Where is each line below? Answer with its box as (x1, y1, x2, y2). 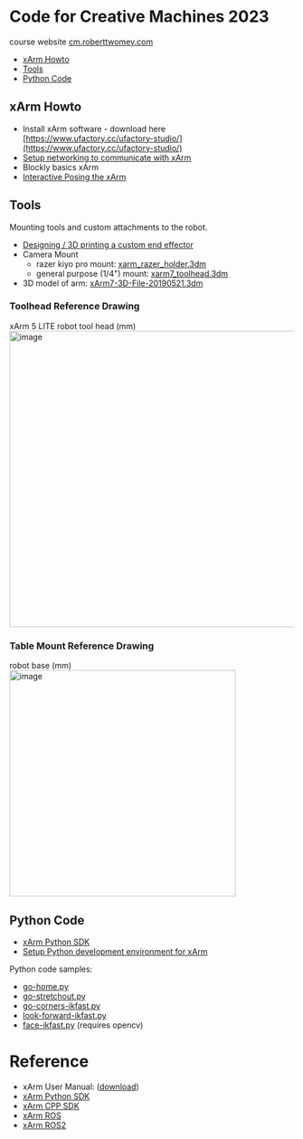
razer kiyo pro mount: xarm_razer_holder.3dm (35, 258, 206, 269)
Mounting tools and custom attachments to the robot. (9, 222, 208, 233)
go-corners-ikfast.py (22, 1000, 101, 1011)
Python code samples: (9, 963, 93, 974)
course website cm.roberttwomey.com (9, 36, 154, 47)
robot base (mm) (9, 660, 72, 671)
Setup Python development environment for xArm (22, 945, 208, 956)
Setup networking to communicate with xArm (22, 152, 192, 163)
